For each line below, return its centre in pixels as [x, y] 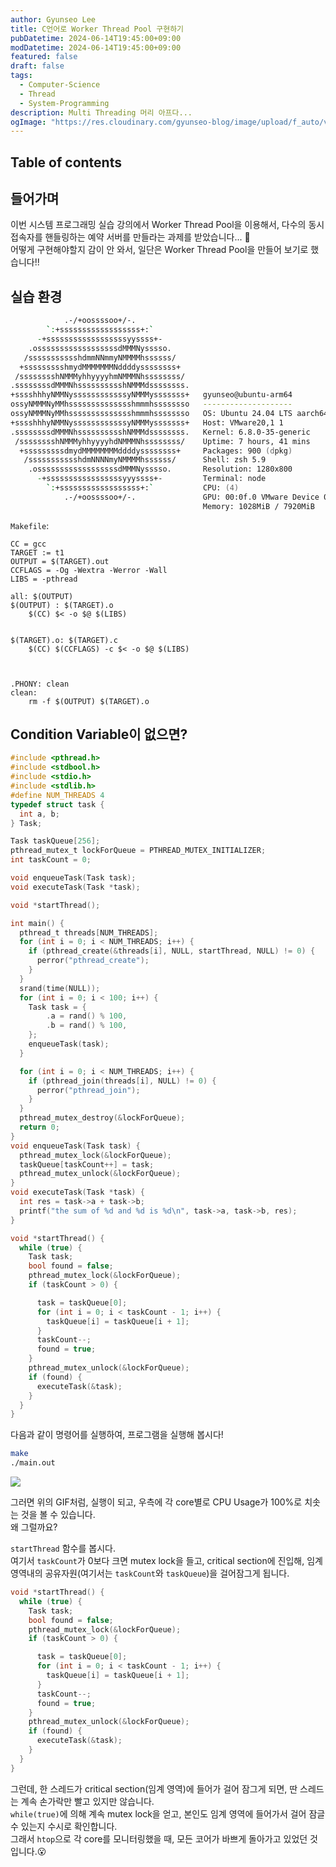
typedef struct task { [57, 804]
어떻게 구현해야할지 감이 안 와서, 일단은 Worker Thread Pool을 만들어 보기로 [159, 250]
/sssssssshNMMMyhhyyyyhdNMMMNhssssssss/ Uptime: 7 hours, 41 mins [162, 441]
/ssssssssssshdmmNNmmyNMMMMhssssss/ [100, 357]
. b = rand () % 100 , [87, 1026]
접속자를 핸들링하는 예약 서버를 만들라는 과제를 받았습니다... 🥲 [130, 237]
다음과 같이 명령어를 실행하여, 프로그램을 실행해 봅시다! [117, 1435]
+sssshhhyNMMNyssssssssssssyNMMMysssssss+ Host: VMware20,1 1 [147, 422]
